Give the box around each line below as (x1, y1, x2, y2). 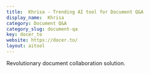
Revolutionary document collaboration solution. (6, 59, 126, 67)
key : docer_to (6, 32, 43, 38)
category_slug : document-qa (6, 26, 78, 32)
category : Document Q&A (6, 20, 67, 26)
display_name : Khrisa (6, 15, 64, 21)
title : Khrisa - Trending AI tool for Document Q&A (6, 9, 144, 15)
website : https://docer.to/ (6, 37, 78, 43)
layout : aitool (6, 43, 45, 49)
